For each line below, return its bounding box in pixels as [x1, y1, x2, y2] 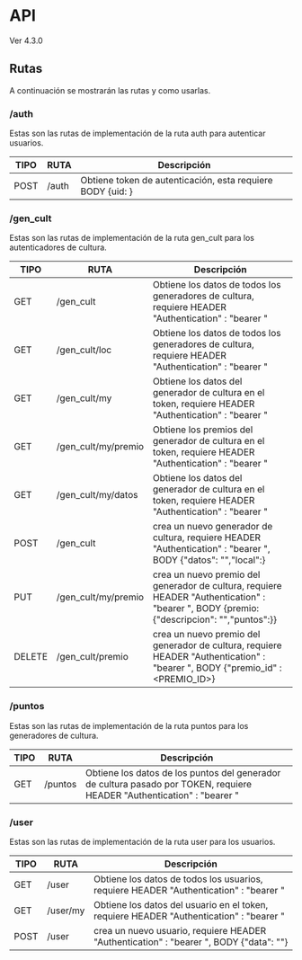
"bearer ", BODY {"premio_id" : [152, 662, 282, 674]
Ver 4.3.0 [9, 35, 43, 46]
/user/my [46, 904, 85, 917]
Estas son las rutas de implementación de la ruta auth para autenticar [9, 128, 266, 139]
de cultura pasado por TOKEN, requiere [84, 778, 253, 790]
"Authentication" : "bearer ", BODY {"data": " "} [93, 936, 289, 948]
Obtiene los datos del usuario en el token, [93, 898, 269, 911]
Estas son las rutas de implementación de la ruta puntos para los [9, 720, 249, 731]
